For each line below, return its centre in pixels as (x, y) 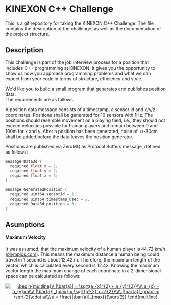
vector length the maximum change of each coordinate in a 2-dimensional (83, 271)
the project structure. (28, 34)
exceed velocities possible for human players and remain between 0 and (82, 125)
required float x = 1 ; (34, 166)
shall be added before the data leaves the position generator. (69, 137)
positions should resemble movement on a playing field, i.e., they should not (85, 120)
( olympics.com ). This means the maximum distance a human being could (82, 254)
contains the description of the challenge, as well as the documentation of (83, 28)
